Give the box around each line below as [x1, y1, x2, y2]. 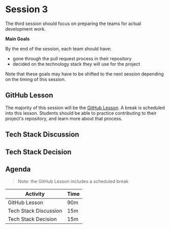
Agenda [5, 165, 31, 173]
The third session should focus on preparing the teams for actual [5, 20, 141, 27]
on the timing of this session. [5, 76, 66, 82]
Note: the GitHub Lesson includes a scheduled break [17, 179, 129, 185]
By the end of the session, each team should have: [5, 45, 111, 52]
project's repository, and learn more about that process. [5, 115, 123, 121]
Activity [25, 190, 45, 197]
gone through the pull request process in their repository [12, 55, 132, 62]
